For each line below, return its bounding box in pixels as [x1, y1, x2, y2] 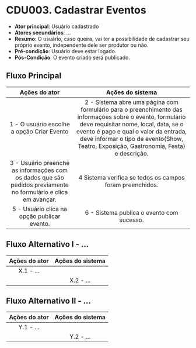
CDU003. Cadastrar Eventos [6, 4, 147, 17]
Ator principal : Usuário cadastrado [14, 23, 99, 30]
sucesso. [119, 216, 144, 224]
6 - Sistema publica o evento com [85, 208, 178, 216]
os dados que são [15, 173, 64, 181]
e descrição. [114, 149, 149, 157]
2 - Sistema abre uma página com [84, 98, 179, 106]
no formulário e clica [11, 188, 68, 196]
